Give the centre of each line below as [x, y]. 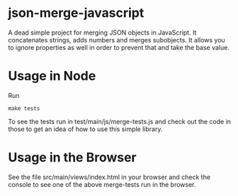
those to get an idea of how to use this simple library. [85, 129]
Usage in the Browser [72, 158]
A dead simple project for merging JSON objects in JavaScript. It [102, 32]
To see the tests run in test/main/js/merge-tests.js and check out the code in [120, 121]
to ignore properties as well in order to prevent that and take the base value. [119, 47]
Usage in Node [52, 76]
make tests [24, 108]
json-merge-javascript [76, 13]
